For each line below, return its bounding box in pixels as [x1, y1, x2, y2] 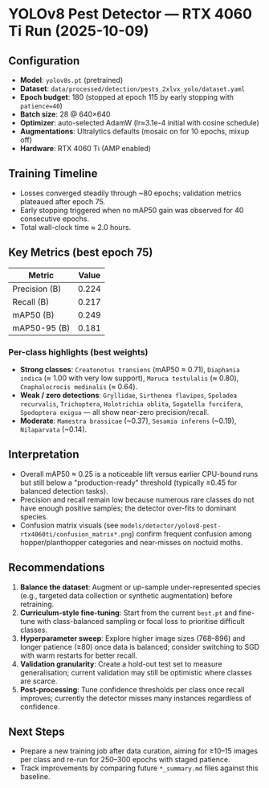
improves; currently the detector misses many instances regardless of [19, 693, 252, 703]
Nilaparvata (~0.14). [19, 424, 88, 434]
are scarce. [19, 676, 58, 686]
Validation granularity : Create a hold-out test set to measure [19, 659, 222, 668]
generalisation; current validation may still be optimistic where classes [19, 667, 253, 677]
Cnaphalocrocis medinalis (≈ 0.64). [19, 381, 138, 391]
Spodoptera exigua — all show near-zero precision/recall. [19, 407, 210, 417]
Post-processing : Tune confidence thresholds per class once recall [19, 684, 245, 694]
